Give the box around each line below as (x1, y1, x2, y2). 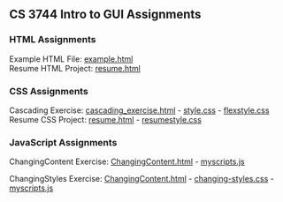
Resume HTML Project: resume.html (9, 63, 141, 73)
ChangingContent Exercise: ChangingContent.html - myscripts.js (9, 156, 245, 167)
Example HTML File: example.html (9, 53, 134, 64)
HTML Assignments (9, 34, 96, 46)
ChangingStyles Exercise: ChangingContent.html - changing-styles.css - (9, 174, 274, 184)
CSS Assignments (9, 85, 88, 97)
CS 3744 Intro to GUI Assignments (9, 7, 202, 22)
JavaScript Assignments (9, 136, 118, 148)
